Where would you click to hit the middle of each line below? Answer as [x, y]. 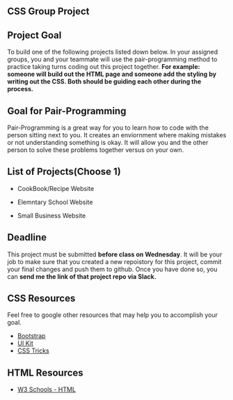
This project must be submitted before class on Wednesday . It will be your [115, 254]
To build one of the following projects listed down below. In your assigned [113, 52]
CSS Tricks [33, 351]
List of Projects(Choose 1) [64, 172]
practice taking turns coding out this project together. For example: [104, 67]
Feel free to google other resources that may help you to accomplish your [112, 315]
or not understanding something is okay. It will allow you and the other [108, 143]
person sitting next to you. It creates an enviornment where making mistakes [117, 135]
